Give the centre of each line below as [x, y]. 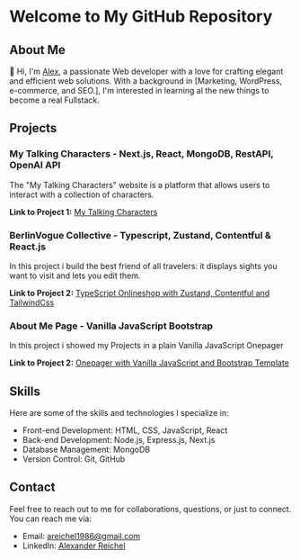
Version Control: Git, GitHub [74, 459]
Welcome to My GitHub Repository [141, 17]
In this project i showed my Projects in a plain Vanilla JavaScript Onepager [146, 346]
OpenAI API [35, 166]
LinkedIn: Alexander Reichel [74, 545]
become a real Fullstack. [55, 100]
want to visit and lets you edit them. [75, 275]
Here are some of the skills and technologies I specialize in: [119, 413]
